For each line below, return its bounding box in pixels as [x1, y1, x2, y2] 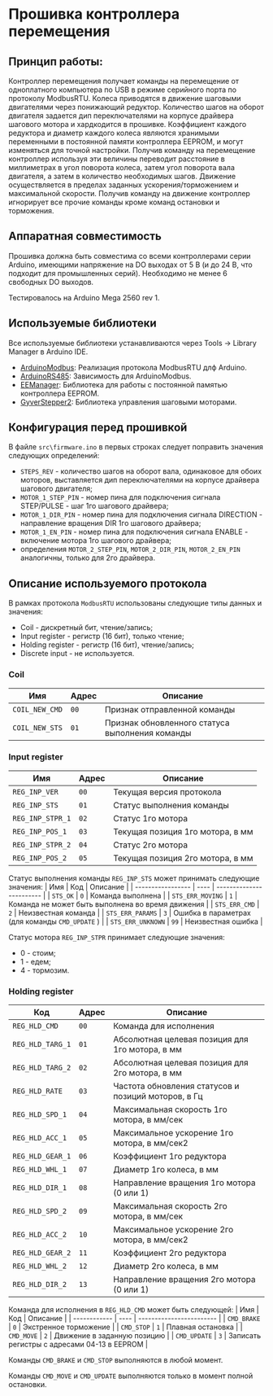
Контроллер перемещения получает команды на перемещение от [8, 77, 240, 85]
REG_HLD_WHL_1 [12, 1165, 67, 1175]
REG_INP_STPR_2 [12, 840, 71, 849]
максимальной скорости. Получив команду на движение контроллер [8, 189, 250, 198]
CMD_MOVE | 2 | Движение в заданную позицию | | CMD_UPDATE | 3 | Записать [8, 1331, 262, 1341]
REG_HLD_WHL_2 [12, 1262, 67, 1271]
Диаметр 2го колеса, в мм [113, 1261, 219, 1272]
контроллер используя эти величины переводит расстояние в [8, 154, 225, 164]
